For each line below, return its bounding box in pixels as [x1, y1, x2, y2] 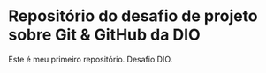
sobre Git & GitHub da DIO [8, 25, 201, 45]
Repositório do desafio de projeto [8, 6, 258, 26]
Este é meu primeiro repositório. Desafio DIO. [8, 54, 173, 64]
